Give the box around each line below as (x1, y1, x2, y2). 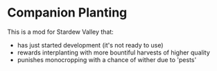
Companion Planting (7, 5, 128, 21)
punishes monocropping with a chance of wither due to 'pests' (17, 55, 197, 63)
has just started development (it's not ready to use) (17, 41, 164, 49)
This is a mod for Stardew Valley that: (7, 28, 114, 36)
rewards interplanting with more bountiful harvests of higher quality (17, 48, 210, 57)
